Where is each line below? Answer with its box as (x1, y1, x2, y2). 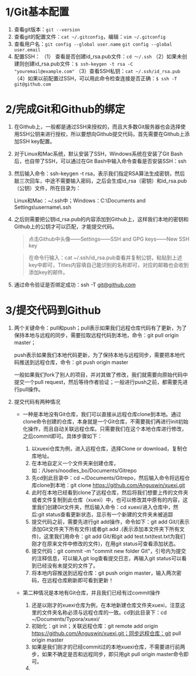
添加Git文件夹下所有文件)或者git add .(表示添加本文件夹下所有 (31, 525, 180, 533)
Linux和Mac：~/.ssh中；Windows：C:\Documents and (13, 197, 146, 204)
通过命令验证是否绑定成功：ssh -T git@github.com (13, 281, 136, 288)
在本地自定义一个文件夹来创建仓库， (31, 459, 119, 466)
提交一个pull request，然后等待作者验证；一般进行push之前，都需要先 (13, 378, 183, 385)
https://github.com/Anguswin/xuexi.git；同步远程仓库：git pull (31, 630, 181, 637)
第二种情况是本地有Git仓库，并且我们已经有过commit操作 (22, 589, 160, 596)
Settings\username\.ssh (13, 203, 71, 211)
